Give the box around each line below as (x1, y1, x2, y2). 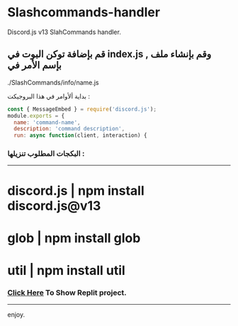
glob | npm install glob (7, 230, 141, 246)
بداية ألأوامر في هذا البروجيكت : (7, 91, 91, 100)
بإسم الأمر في (7, 60, 62, 72)
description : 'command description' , (13, 125, 125, 133)
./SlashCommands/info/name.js (7, 78, 99, 86)
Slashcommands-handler (7, 4, 161, 21)
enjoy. (7, 310, 25, 319)
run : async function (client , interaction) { (13, 132, 147, 139)
